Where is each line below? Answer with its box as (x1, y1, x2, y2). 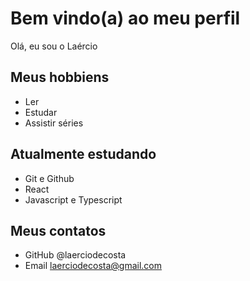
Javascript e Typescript (24, 193, 123, 206)
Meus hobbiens (10, 69, 110, 86)
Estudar (24, 106, 58, 118)
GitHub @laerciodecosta (24, 249, 127, 261)
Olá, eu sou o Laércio (10, 40, 98, 52)
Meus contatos (10, 222, 107, 239)
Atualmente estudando (10, 146, 157, 163)
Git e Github (24, 172, 75, 184)
